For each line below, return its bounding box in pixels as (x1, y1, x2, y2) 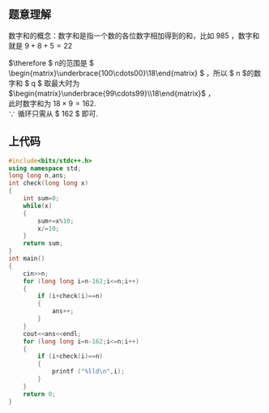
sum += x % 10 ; (37, 217, 75, 225)
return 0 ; (23, 390, 57, 398)
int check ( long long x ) (8, 179, 89, 188)
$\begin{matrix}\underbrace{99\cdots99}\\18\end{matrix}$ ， (8, 88, 216, 98)
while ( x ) (23, 202, 53, 210)
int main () (8, 254, 45, 262)
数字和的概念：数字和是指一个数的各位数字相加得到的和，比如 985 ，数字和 (8, 31, 260, 40)
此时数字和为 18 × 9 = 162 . (8, 98, 96, 108)
